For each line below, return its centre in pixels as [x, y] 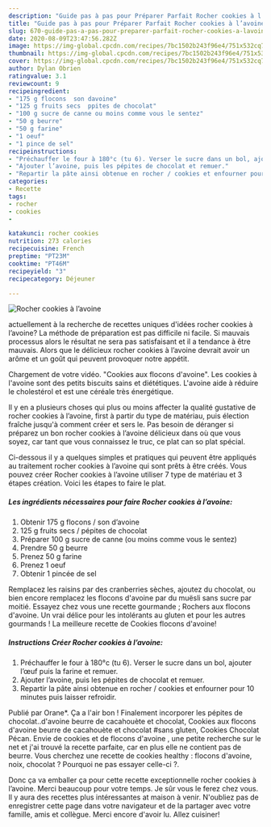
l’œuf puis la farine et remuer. [69, 672]
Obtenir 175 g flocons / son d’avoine [79, 522]
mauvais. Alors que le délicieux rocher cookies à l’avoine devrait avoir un [129, 350]
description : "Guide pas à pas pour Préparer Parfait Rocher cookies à [131, 16]
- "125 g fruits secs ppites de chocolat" [83, 106]
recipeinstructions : [43, 151]
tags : [17, 196]
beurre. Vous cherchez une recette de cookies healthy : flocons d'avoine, [130, 756]
